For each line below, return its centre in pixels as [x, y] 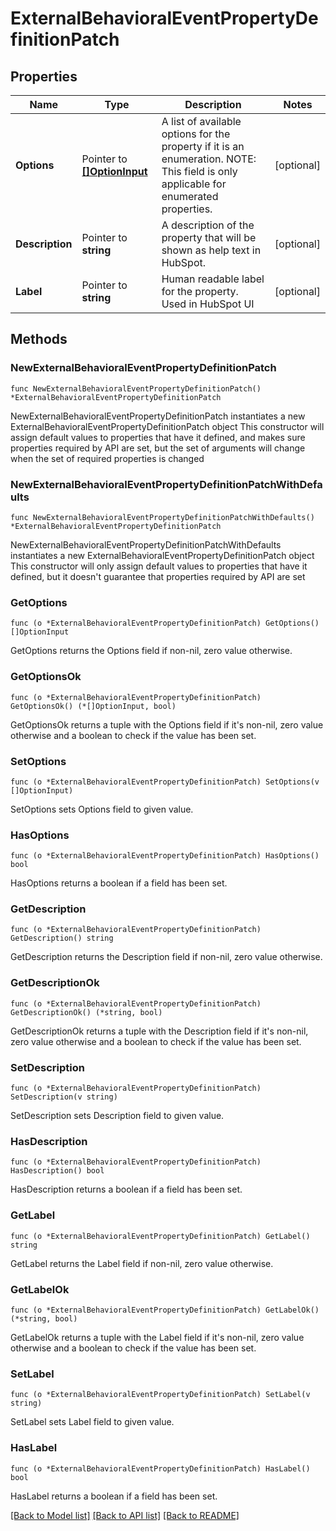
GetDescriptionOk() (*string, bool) [86, 1012]
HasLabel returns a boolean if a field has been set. [114, 1496]
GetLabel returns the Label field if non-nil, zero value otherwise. [142, 1263]
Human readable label [213, 279]
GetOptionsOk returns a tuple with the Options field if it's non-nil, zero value [167, 724]
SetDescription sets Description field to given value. [117, 1116]
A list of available [201, 121]
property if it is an [203, 146]
